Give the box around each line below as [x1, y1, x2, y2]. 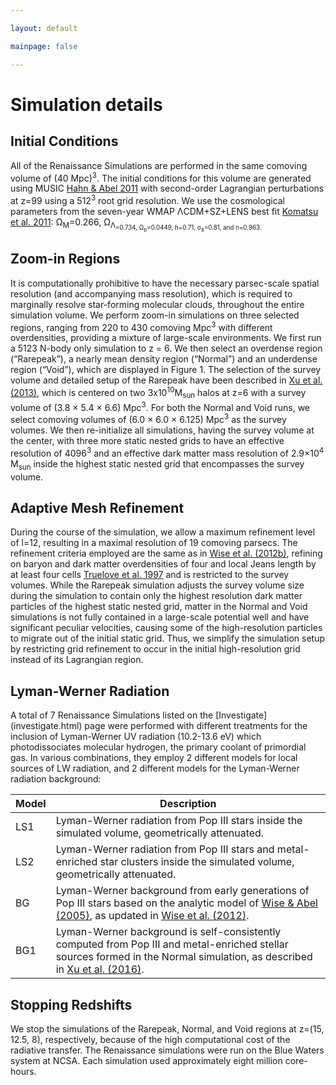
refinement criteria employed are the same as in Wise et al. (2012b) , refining [10, 547, 323, 560]
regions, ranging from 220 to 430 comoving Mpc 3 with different [10, 319, 273, 333]
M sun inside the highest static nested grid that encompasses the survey [10, 457, 305, 472]
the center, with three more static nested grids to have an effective [10, 435, 285, 447]
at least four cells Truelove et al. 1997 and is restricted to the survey [10, 569, 290, 581]
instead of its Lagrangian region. [10, 654, 144, 666]
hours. [10, 1066, 37, 1077]
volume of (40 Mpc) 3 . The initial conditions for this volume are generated [10, 170, 312, 184]
